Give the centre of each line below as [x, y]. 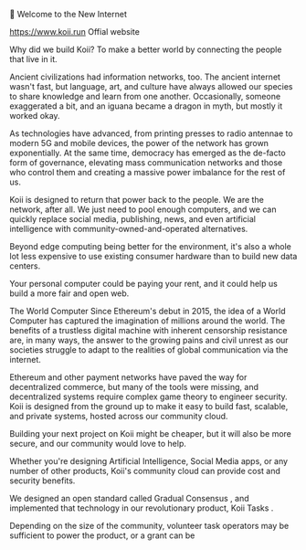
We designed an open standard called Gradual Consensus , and [129, 498]
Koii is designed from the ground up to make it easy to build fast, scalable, [149, 406]
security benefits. [42, 481]
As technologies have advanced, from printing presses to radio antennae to [152, 133]
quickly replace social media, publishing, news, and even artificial [133, 219]
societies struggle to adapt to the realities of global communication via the [149, 350]
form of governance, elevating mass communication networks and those [146, 163]
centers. [25, 266]
